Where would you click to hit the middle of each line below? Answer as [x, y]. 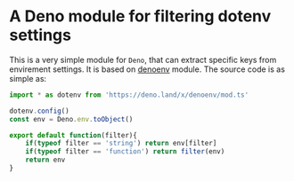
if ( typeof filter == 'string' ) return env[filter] [121, 144]
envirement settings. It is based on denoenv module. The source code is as [147, 69]
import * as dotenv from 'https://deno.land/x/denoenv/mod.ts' [129, 95]
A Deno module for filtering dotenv [140, 16]
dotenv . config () [39, 111]
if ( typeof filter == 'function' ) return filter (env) [125, 152]
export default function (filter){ [73, 135]
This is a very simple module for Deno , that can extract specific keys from [143, 59]
